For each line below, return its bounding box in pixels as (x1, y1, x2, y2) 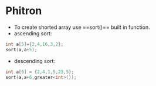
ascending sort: (13, 29, 52, 37)
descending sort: (13, 57, 55, 64)
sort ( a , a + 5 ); (5, 47, 38, 52)
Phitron (5, 4, 42, 18)
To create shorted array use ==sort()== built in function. (13, 24, 150, 31)
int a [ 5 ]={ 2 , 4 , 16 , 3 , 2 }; (5, 41, 64, 47)
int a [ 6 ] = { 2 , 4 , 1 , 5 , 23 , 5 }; (5, 69, 74, 75)
